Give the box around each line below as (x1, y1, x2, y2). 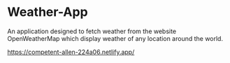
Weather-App (7, 4, 89, 20)
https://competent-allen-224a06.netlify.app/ (7, 48, 135, 56)
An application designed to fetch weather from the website (7, 27, 177, 35)
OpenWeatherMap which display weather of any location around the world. (7, 34, 224, 42)
